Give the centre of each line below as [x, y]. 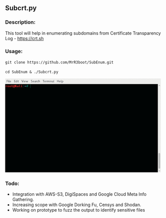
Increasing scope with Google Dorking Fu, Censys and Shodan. [77, 205]
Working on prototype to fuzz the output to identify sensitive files [79, 210]
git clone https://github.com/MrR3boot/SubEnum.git [59, 62]
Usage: [14, 51]
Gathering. [23, 199]
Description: [20, 22]
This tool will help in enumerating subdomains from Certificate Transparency [83, 33]
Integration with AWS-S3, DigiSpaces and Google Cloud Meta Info [79, 194]
